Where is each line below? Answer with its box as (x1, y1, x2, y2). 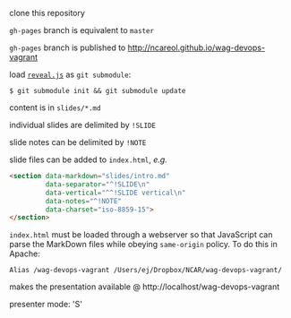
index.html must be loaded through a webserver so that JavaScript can (9, 229, 273, 240)
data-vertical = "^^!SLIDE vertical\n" (45, 188, 186, 197)
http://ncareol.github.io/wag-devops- (127, 42, 266, 53)
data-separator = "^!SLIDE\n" (45, 179, 150, 189)
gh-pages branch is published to (9, 42, 126, 53)
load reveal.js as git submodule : (9, 69, 132, 80)
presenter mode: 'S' (9, 299, 83, 310)
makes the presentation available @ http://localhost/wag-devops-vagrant (9, 281, 280, 292)
